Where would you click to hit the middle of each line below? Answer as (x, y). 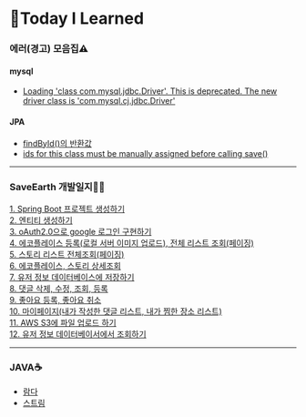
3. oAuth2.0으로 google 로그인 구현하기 (81, 231)
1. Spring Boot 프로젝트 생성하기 (67, 208)
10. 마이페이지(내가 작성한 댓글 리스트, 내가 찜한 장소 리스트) (116, 311)
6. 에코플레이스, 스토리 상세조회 (65, 265)
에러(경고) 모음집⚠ (49, 49)
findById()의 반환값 (57, 143)
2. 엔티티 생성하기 (41, 220)
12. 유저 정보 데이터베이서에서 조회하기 (78, 334)
